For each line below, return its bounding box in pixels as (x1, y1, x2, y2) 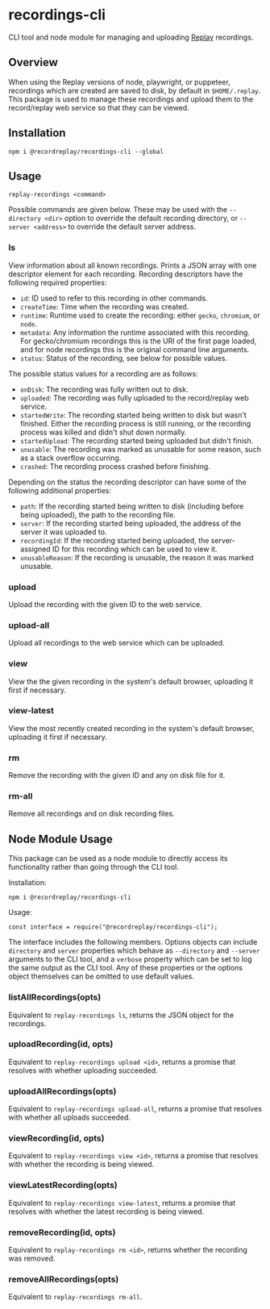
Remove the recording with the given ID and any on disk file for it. (8, 771, 226, 780)
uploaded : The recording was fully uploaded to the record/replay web (19, 393, 250, 402)
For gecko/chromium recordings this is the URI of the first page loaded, (19, 336, 257, 346)
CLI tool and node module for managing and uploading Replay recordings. (8, 32, 254, 42)
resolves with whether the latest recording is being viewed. (8, 1207, 205, 1216)
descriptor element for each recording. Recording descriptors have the (8, 268, 243, 279)
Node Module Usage (8, 832, 113, 846)
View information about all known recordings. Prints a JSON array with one (8, 260, 257, 270)
